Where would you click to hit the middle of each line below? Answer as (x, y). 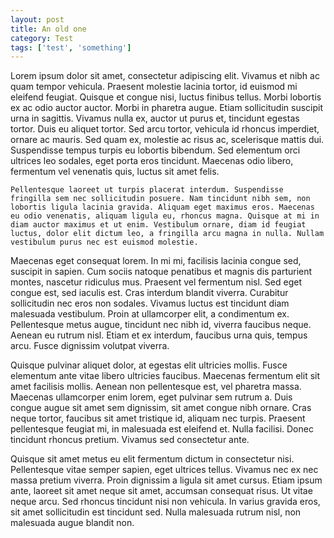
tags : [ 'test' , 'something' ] (71, 47)
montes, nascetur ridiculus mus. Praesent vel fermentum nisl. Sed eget (156, 282)
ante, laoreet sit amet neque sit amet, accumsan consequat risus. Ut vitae (161, 491)
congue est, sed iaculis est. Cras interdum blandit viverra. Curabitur (149, 293)
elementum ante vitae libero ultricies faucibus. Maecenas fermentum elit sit (165, 376)
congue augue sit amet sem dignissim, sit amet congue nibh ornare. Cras (161, 408)
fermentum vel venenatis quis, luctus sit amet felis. (115, 172)
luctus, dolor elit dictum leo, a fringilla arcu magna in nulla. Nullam (167, 234)
